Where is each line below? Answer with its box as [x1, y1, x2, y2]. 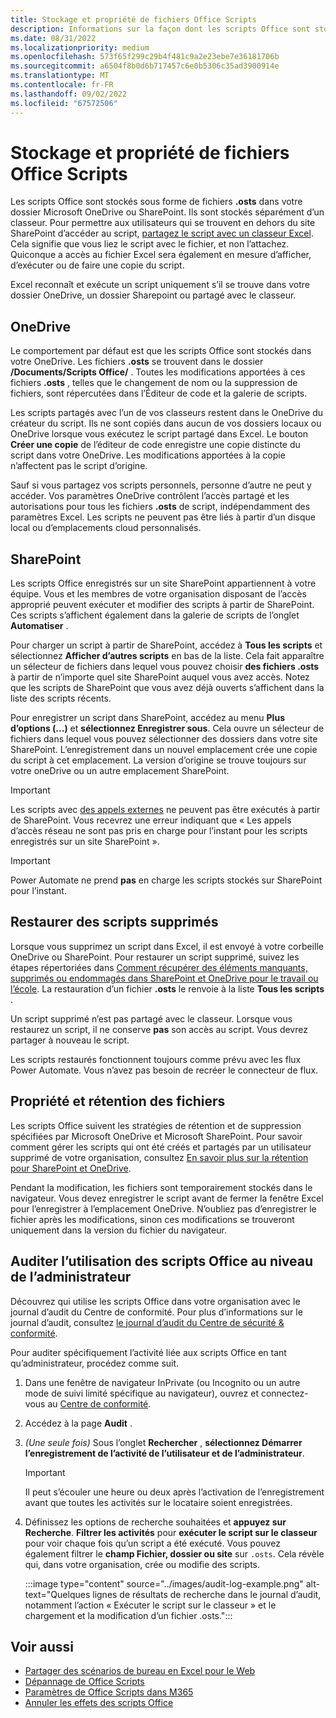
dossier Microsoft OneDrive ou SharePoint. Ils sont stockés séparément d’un [10, 206, 325, 218]
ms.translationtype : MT [10, 71, 110, 81]
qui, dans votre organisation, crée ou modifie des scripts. [24, 1558, 261, 1570]
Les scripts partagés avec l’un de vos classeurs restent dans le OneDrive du [10, 407, 324, 419]
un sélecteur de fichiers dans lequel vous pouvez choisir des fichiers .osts [10, 661, 320, 673]
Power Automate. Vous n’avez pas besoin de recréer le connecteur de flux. [10, 1064, 319, 1076]
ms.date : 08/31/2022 [10, 33, 97, 43]
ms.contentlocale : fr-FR [10, 80, 114, 90]
